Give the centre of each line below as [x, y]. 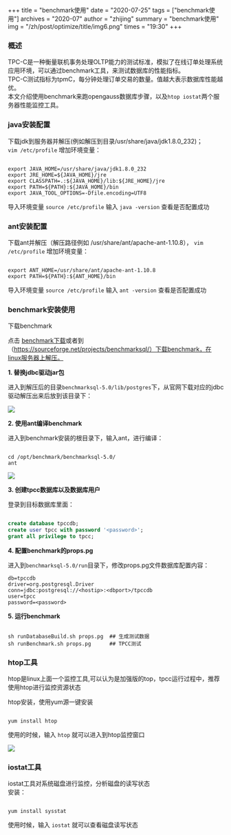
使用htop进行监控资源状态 [44, 687]
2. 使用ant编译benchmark [45, 424]
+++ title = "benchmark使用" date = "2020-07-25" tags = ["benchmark [108, 10]
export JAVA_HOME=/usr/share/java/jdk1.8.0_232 [77, 169]
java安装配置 [29, 125]
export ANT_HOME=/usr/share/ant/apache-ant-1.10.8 [82, 270]
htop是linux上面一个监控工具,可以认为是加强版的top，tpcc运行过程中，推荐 [114, 679]
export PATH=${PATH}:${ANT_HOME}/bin [62, 276]
